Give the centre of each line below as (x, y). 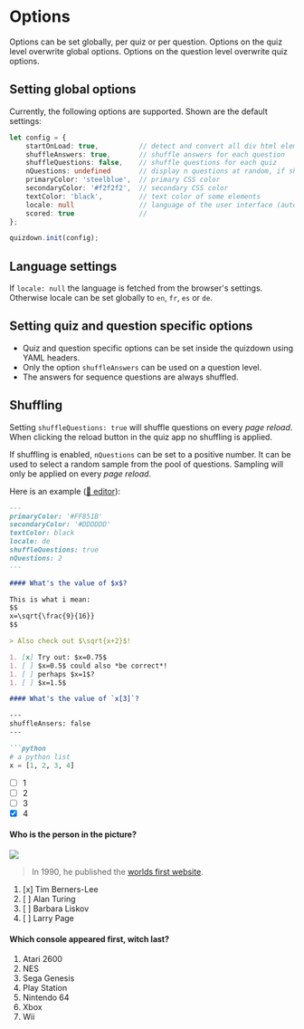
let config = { (38, 138)
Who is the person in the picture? (73, 834)
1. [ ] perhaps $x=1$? (52, 674)
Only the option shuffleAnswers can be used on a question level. (142, 367)
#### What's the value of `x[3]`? (75, 699)
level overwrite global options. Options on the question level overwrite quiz (148, 51)
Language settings (63, 266)
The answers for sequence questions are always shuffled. (130, 377)
